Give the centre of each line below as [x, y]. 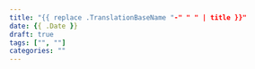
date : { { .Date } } [44, 26]
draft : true [31, 34]
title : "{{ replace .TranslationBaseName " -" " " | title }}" [128, 17]
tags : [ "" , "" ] [38, 43]
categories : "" [38, 51]
